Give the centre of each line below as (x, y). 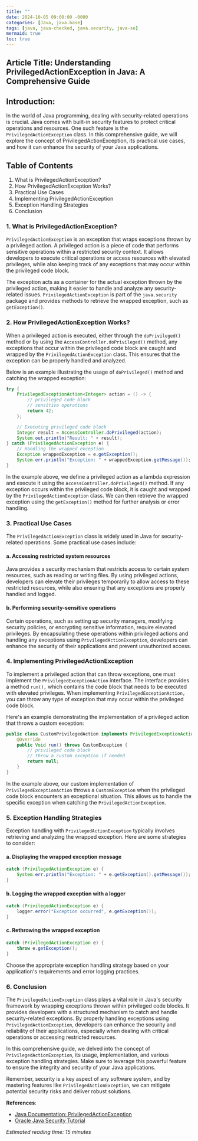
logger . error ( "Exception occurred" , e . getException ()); (87, 912)
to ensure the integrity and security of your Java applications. (81, 1067)
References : (21, 1103)
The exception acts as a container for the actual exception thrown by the (94, 282)
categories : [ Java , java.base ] (44, 22)
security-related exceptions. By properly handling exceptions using (88, 1018)
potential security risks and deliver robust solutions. (69, 1091)
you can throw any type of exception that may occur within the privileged (95, 699)
